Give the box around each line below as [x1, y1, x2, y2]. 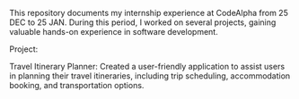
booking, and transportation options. [9, 80, 145, 90]
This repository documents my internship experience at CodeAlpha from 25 [9, 8, 289, 18]
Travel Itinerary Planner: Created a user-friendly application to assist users [9, 62, 286, 71]
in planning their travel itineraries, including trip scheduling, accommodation [9, 70, 291, 81]
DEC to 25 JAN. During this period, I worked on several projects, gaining [9, 17, 277, 28]
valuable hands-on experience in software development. [9, 27, 218, 37]
